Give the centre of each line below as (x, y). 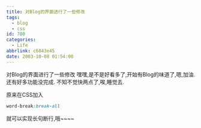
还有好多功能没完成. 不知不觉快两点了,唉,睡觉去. (65, 82)
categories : (21, 40)
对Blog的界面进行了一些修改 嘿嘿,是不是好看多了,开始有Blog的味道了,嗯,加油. (101, 74)
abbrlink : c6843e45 (31, 51)
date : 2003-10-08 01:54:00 (40, 56)
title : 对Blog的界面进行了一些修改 (46, 12)
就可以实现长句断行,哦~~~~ (40, 118)
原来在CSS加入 (25, 94)
